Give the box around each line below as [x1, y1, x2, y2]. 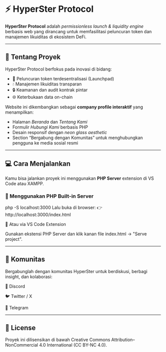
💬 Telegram [5, 304, 29, 310]
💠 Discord [5, 283, 26, 289]
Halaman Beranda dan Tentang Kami [12, 119, 87, 125]
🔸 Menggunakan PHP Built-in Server [5, 193, 94, 200]
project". [5, 236, 23, 242]
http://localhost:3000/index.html [5, 211, 71, 217]
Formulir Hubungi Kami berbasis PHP [12, 124, 88, 130]
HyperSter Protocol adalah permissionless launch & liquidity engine [5, 23, 144, 29]
